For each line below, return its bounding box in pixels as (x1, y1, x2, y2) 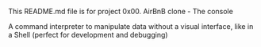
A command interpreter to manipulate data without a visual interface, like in (8, 22, 254, 31)
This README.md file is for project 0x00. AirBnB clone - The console (8, 7, 234, 16)
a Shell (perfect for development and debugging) (8, 31, 168, 39)
